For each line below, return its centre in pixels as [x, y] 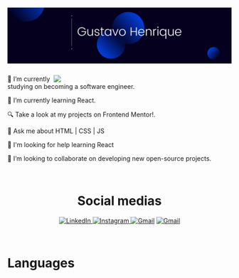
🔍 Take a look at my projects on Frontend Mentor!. [81, 114]
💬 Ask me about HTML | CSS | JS [56, 131]
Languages [41, 263]
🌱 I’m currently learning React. [52, 100]
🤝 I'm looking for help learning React [61, 144]
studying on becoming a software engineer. [71, 86]
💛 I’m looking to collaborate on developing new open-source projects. [110, 158]
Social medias [119, 201]
